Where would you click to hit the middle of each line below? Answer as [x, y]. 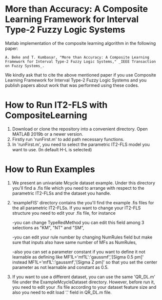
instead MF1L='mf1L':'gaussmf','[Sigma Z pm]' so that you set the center [85, 262]
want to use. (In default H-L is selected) [52, 149]
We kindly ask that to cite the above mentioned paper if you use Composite [81, 75]
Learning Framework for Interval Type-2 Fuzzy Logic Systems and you [76, 80]
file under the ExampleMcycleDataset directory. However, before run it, [83, 282]
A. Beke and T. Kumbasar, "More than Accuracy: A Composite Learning [77, 57]
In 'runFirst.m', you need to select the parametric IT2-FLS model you [81, 144]
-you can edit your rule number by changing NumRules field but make [82, 237]
